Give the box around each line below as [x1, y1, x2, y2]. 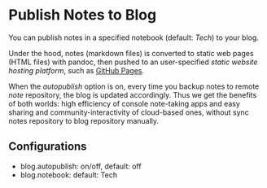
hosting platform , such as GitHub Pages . [8, 65, 145, 75]
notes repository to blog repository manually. [8, 116, 160, 125]
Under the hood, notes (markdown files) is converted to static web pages [8, 48, 254, 58]
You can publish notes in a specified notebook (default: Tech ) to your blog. [8, 33, 259, 42]
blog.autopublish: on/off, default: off [20, 161, 142, 171]
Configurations [8, 140, 87, 154]
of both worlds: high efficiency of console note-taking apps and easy [8, 98, 240, 108]
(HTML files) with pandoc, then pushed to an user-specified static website [8, 57, 258, 67]
